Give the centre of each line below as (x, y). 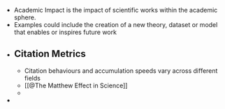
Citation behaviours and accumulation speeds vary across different (121, 70)
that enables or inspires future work (65, 32)
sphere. (25, 17)
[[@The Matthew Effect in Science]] (76, 85)
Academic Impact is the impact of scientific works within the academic (116, 10)
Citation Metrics (50, 54)
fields (32, 78)
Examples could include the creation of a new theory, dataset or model (116, 25)
